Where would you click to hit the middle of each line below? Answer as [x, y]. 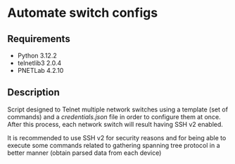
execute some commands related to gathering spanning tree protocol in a [114, 145]
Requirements [39, 39]
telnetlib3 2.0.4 [39, 63]
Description [33, 93]
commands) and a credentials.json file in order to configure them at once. [114, 116]
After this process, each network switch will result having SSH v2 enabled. [115, 124]
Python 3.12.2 [37, 55]
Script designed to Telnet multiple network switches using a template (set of [118, 109]
